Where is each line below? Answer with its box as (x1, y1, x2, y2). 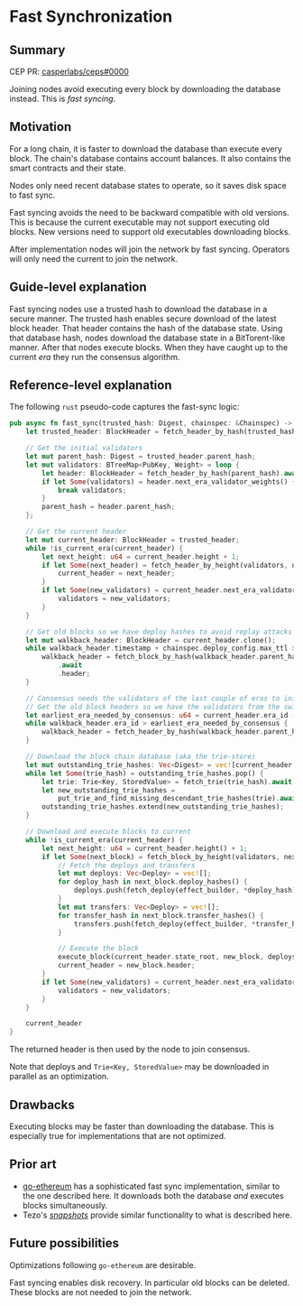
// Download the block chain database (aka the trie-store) (25, 752, 256, 762)
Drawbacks (9, 1097, 75, 1112)
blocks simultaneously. (22, 1199, 108, 1210)
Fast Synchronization (9, 6, 173, 27)
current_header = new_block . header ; (57, 961, 196, 970)
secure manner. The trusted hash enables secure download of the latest (9, 313, 277, 324)
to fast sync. (9, 190, 56, 200)
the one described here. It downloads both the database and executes (22, 1190, 284, 1201)
